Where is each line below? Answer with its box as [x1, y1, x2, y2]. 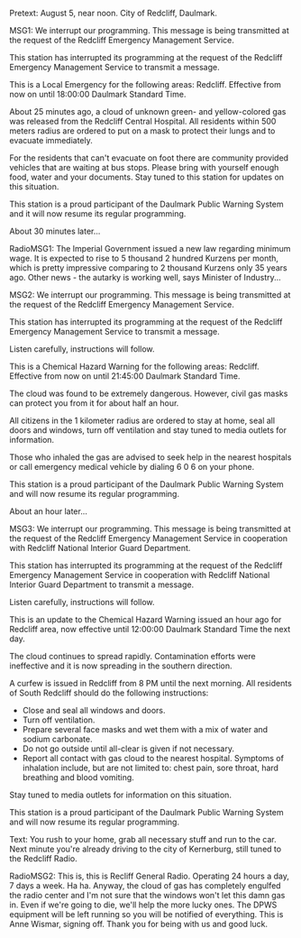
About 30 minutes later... [9, 225, 101, 236]
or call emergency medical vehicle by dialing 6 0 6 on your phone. [9, 462, 255, 472]
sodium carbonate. [22, 734, 93, 744]
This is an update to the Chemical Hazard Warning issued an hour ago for [9, 614, 282, 625]
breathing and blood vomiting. [22, 772, 135, 783]
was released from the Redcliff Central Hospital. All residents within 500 [9, 116, 277, 126]
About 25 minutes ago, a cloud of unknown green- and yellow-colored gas [9, 106, 287, 116]
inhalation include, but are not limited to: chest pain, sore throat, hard [22, 762, 279, 773]
